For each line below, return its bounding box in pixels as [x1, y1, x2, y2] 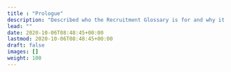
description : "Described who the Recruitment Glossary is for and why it [7, 16, 225, 23]
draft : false [7, 42, 45, 49]
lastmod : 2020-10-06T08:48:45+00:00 [7, 36, 113, 43]
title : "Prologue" [7, 10, 64, 17]
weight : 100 [7, 55, 42, 62]
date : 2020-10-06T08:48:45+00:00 [7, 29, 104, 36]
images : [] [7, 49, 39, 56]
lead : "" [7, 23, 33, 29]
